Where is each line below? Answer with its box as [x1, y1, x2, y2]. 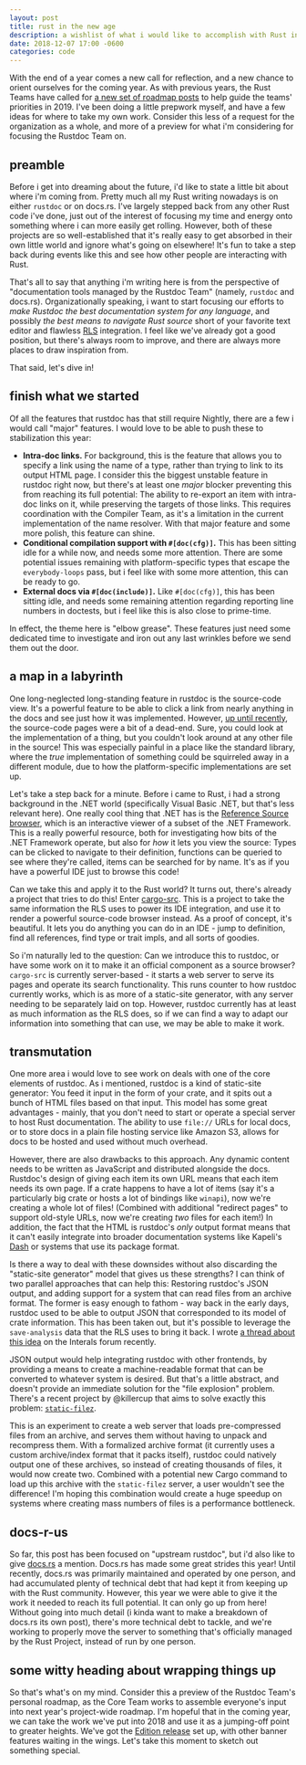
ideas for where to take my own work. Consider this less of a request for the [9, 111, 295, 122]
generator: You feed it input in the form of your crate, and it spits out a [9, 1087, 272, 1098]
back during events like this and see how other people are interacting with [9, 248, 287, 260]
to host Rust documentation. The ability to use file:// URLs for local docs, [9, 1117, 291, 1128]
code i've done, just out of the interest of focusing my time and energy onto [9, 210, 293, 221]
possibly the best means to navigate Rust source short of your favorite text [9, 315, 291, 326]
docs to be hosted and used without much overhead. [9, 1136, 208, 1147]
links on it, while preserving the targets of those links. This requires [39, 499, 291, 510]
